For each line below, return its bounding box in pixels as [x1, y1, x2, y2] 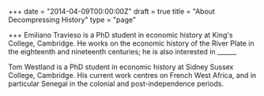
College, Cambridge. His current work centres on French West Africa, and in [8, 71, 257, 79]
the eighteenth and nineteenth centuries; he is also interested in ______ [8, 47, 237, 56]
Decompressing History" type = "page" [8, 15, 137, 24]
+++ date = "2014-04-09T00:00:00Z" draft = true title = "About [8, 7, 216, 16]
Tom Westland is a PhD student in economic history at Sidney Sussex [8, 62, 234, 72]
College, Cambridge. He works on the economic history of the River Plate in [8, 39, 255, 48]
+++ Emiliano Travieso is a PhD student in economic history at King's [8, 31, 233, 39]
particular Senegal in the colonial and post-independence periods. [8, 79, 224, 88]
